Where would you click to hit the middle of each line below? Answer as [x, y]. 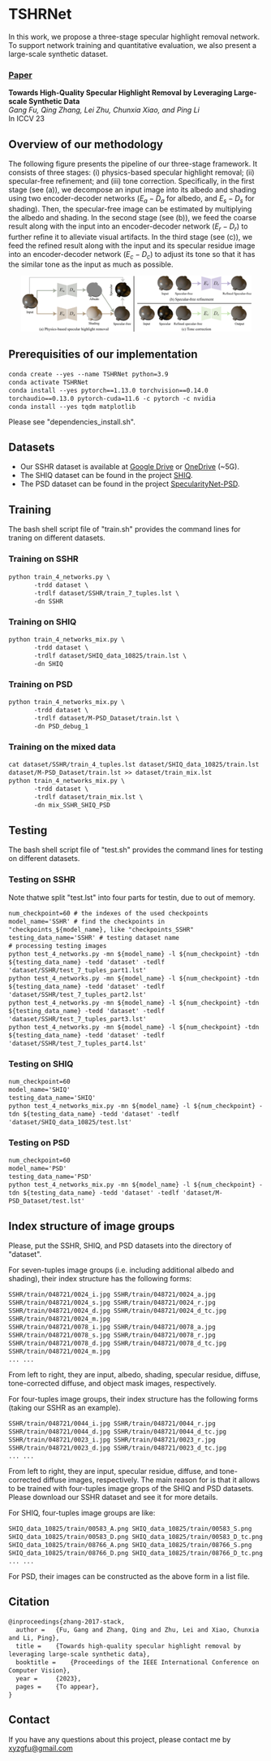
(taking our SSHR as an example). [65, 1407]
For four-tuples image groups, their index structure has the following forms [133, 1398]
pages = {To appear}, [58, 1687]
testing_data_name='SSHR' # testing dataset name [94, 937]
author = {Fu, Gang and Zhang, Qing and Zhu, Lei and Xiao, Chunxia [138, 1630]
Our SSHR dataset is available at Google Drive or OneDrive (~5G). [129, 467]
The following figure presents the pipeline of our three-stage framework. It [133, 164]
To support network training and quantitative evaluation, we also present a [133, 45]
